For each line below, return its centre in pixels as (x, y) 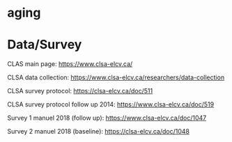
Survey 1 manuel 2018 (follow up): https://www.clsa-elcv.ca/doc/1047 (107, 118)
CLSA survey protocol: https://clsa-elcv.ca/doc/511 (80, 91)
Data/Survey (45, 45)
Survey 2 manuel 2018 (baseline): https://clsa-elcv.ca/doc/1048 (99, 132)
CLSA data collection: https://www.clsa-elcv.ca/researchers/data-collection (116, 77)
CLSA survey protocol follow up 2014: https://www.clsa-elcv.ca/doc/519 (111, 104)
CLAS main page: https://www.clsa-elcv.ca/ (70, 64)
